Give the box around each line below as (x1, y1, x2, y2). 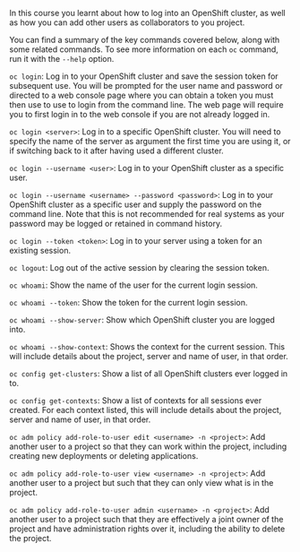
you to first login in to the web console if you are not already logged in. (9, 109, 270, 119)
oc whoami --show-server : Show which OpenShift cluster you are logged (9, 315, 276, 325)
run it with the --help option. (9, 54, 115, 64)
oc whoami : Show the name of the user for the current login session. (9, 280, 258, 290)
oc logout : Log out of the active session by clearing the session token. (9, 263, 270, 272)
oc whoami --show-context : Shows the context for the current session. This (9, 341, 285, 352)
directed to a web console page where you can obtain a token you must (9, 90, 274, 100)
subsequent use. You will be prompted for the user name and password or (9, 81, 284, 91)
